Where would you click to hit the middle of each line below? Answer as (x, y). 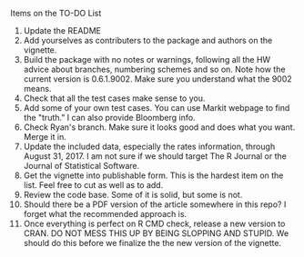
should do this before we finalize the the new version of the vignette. (152, 243)
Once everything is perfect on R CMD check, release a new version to (154, 223)
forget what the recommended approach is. (105, 214)
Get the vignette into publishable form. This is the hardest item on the (153, 175)
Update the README (62, 30)
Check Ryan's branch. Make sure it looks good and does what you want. (159, 127)
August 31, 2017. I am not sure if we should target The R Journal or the (155, 156)
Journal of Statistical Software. (81, 166)
